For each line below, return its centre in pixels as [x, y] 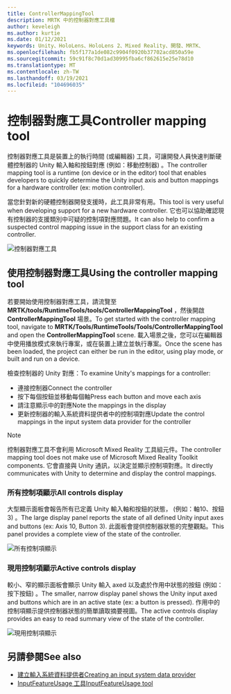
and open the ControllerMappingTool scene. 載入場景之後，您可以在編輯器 [115, 335]
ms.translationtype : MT [42, 65]
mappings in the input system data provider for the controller [104, 422]
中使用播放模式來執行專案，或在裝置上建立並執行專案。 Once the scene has [115, 344]
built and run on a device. [44, 359]
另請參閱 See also [44, 657]
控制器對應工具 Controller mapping [107, 121]
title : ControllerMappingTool [51, 14]
